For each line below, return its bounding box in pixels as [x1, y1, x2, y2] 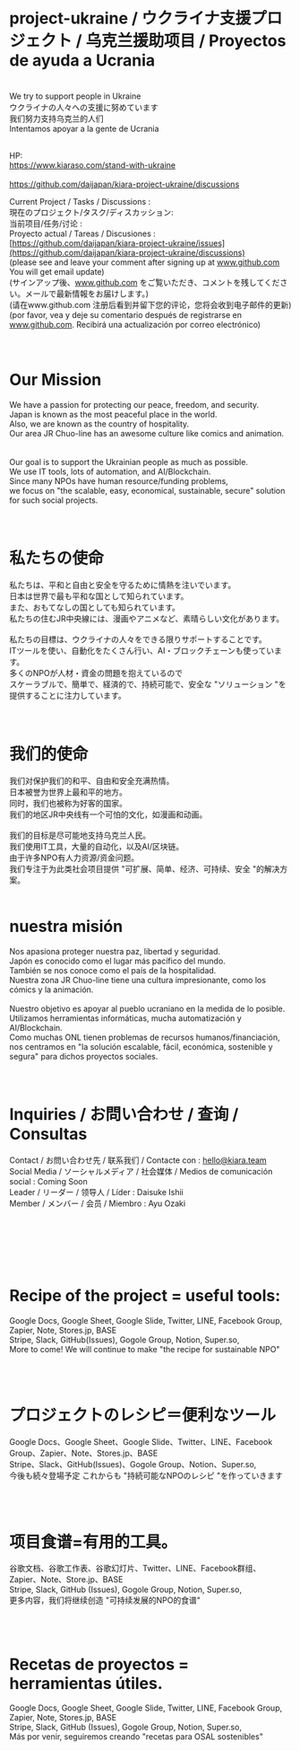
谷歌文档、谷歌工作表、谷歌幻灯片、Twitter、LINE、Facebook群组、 [9, 1563, 261, 1574]
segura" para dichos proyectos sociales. [9, 1051, 159, 1061]
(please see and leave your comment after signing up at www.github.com [9, 257, 280, 268]
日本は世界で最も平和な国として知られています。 [9, 590, 189, 602]
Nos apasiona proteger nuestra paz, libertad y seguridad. [9, 946, 221, 956]
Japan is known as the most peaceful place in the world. [9, 409, 218, 419]
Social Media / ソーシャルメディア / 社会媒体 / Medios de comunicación [9, 1166, 273, 1176]
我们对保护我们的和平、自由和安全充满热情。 [9, 775, 175, 786]
